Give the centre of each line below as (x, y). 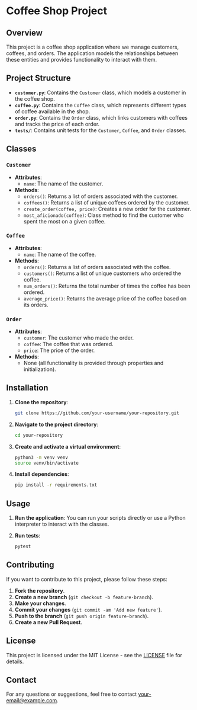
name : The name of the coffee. (60, 254)
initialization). (40, 369)
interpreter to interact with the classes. (62, 524)
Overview (25, 33)
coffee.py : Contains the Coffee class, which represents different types (100, 105)
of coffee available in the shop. (52, 111)
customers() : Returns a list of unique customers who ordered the (102, 273)
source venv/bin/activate (46, 463)
